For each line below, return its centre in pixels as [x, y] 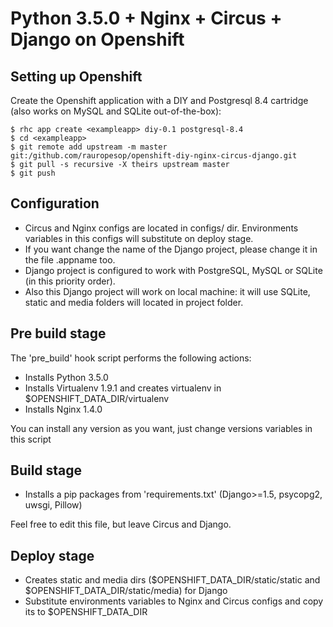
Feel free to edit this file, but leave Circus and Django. [121, 524]
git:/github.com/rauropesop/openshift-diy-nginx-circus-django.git [154, 156]
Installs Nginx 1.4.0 [63, 409]
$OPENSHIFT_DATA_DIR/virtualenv [97, 398]
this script [31, 439]
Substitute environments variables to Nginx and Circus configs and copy [174, 601]
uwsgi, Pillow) [53, 505]
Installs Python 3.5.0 [66, 377]
